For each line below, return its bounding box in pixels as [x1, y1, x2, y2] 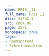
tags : [5, 35, 16, 39]
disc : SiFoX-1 [5, 16, 34, 21]
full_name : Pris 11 [5, 12, 45, 17]
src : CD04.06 [5, 20, 32, 26]
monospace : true [5, 30, 38, 35]
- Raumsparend [5, 39, 34, 44]
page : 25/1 [5, 25, 27, 30]
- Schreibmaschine [5, 43, 42, 48]
